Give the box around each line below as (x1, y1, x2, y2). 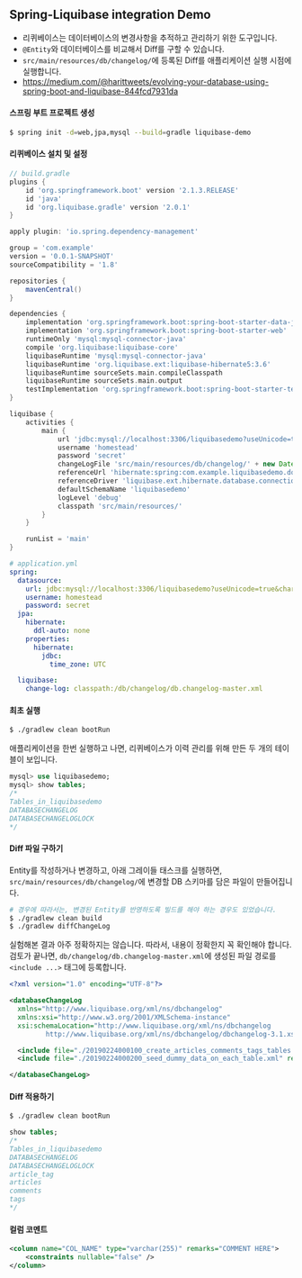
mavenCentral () (25, 285, 83, 294)
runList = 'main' (25, 535, 91, 544)
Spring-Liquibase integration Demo (9, 7, 211, 23)
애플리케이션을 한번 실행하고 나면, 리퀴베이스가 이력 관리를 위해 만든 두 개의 (9, 743, 273, 754)
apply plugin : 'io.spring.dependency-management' (9, 227, 200, 237)
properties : (25, 634, 70, 643)
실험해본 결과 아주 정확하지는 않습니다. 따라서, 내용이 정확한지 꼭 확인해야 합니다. (9, 939, 292, 950)
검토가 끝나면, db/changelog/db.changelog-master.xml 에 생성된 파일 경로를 (9, 950, 277, 962)
